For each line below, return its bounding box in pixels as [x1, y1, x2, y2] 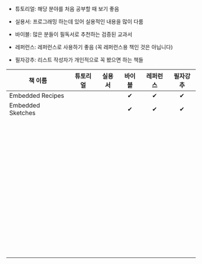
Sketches [9, 109, 36, 117]
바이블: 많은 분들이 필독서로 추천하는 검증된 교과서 [14, 31, 132, 38]
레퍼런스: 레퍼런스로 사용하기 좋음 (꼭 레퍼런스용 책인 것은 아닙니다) [14, 44, 173, 50]
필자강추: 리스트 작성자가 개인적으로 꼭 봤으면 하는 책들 [14, 56, 144, 63]
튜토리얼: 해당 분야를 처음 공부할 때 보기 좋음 [14, 5, 120, 12]
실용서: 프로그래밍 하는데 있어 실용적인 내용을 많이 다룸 [14, 18, 144, 25]
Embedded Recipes [9, 92, 64, 100]
